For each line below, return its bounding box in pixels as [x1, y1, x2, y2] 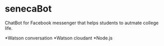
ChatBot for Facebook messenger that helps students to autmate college [5, 20, 159, 26]
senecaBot [5, 3, 52, 15]
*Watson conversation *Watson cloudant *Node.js [5, 35, 113, 41]
